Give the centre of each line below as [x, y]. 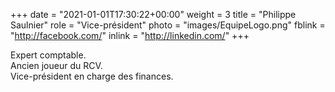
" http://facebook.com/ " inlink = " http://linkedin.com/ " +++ [130, 35]
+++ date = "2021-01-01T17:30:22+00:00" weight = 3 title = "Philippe [153, 14]
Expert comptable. [48, 55]
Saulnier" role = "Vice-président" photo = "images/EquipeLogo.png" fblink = [168, 25]
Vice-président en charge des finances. [92, 76]
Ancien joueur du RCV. [56, 65]
